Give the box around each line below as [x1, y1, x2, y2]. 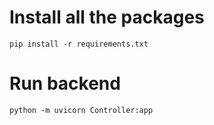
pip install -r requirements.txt [9, 39, 149, 49]
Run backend [9, 72, 121, 95]
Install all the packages [9, 6, 205, 29]
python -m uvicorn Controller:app [9, 105, 154, 115]
